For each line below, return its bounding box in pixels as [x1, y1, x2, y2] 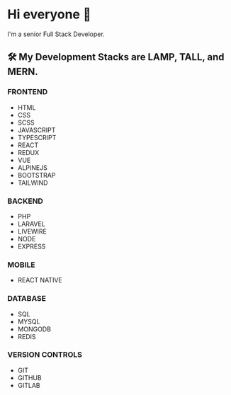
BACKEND [7, 196, 44, 206]
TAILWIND [17, 178, 48, 187]
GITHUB [17, 373, 43, 382]
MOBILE [7, 260, 35, 270]
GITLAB [17, 381, 40, 389]
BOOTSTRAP [17, 171, 56, 179]
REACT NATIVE [17, 276, 62, 285]
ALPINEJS [17, 163, 48, 172]
